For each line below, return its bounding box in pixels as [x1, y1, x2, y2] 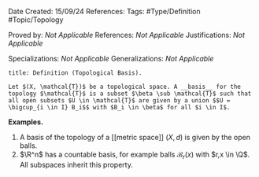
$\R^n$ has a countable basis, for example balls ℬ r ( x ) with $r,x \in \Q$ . [19, 149, 250, 160]
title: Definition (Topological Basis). [8, 69, 143, 77]
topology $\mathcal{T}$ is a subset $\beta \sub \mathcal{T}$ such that [8, 90, 252, 98]
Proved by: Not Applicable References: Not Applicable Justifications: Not [8, 31, 246, 39]
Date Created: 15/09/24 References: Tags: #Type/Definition [8, 7, 201, 16]
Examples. [8, 117, 43, 127]
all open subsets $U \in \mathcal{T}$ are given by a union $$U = [8, 97, 231, 105]
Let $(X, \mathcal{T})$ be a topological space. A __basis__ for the [8, 83, 242, 90]
